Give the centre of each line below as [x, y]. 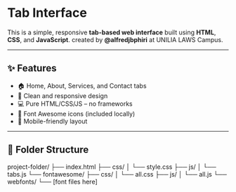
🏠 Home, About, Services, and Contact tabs [82, 85]
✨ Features [32, 68]
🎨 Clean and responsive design [63, 95]
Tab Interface [47, 13]
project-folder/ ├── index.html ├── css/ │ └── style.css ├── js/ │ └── [112, 167]
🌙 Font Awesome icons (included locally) [76, 114]
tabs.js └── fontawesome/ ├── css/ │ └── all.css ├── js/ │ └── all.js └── [117, 174]
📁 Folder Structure [48, 150]
